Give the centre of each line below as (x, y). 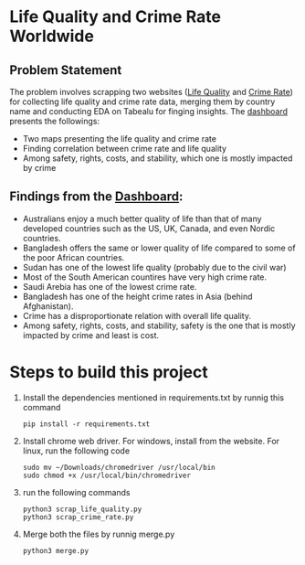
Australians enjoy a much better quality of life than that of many (142, 219)
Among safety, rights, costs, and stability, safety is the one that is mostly (159, 325)
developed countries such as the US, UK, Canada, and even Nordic (149, 228)
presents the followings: (55, 121)
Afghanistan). (48, 306)
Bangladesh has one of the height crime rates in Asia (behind (137, 296)
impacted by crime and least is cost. (91, 335)
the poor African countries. (74, 257)
